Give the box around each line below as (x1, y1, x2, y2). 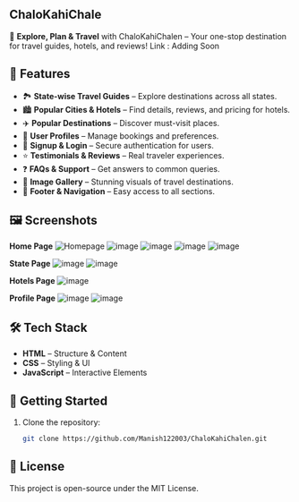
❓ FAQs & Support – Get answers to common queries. (21, 163, 220, 174)
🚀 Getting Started (9, 393, 108, 408)
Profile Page (9, 293, 56, 303)
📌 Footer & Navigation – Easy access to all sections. (21, 185, 215, 196)
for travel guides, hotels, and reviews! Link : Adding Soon (9, 40, 220, 51)
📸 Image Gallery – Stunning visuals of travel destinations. (21, 176, 235, 187)
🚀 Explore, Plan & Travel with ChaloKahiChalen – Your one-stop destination (9, 30, 287, 41)
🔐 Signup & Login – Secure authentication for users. (21, 140, 215, 150)
